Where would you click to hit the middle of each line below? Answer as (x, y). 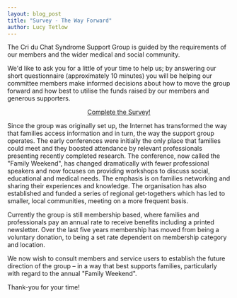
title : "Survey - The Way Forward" (60, 21)
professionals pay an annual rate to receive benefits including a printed (111, 222)
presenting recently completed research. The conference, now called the (114, 156)
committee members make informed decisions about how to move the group (119, 84)
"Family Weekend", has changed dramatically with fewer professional (108, 164)
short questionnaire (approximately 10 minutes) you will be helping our (110, 76)
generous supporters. (39, 98)
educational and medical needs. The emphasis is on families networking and (119, 178)
